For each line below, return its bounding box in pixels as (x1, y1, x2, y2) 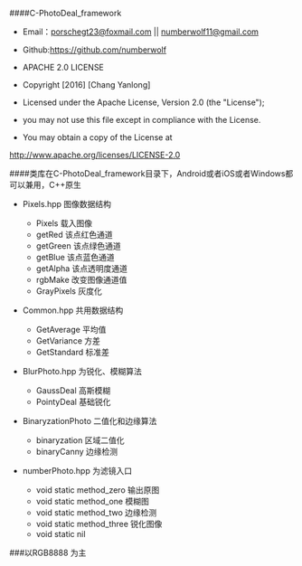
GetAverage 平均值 (35, 325, 107, 335)
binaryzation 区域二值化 (35, 435, 125, 446)
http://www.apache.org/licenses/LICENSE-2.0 (9, 149, 181, 160)
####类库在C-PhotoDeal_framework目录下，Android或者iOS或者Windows (9, 168, 286, 179)
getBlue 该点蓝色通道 (35, 252, 115, 262)
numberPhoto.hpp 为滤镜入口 (22, 466, 133, 476)
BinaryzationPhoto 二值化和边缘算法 (22, 416, 157, 426)
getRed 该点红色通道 (35, 230, 113, 240)
